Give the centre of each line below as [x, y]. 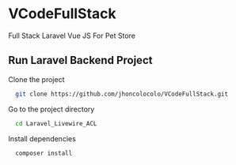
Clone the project [36, 79]
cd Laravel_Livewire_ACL [56, 123]
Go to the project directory [51, 109]
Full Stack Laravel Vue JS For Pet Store [72, 36]
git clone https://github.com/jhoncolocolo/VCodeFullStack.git [122, 94]
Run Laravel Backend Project [80, 60]
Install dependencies [42, 138]
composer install [44, 153]
